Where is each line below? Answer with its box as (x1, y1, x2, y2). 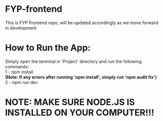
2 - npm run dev (5, 79, 38, 85)
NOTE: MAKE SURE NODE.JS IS (5, 97, 135, 108)
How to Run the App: (5, 42, 91, 54)
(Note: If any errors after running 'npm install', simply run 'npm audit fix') (5, 74, 157, 80)
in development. (5, 25, 38, 30)
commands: (5, 63, 29, 69)
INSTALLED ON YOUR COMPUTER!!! (5, 107, 155, 119)
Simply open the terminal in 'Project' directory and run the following (5, 58, 142, 64)
